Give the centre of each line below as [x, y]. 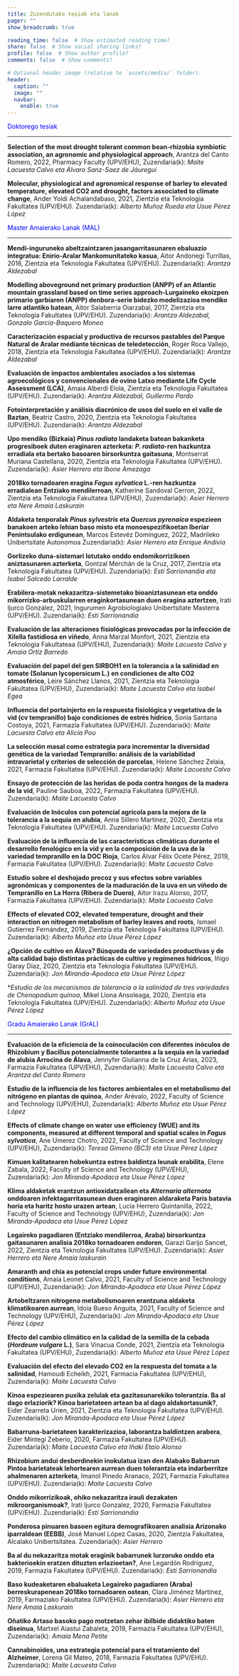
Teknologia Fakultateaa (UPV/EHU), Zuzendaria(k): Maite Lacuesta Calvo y [117, 645]
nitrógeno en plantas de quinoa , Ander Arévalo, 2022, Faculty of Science [116, 1096]
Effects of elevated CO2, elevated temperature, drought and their [106, 914]
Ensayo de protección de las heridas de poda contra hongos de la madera [118, 783]
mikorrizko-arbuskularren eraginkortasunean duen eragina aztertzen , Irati [119, 600]
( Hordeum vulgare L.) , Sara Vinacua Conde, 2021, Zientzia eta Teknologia [116, 1345]
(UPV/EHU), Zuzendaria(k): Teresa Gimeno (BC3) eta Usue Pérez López [112, 1148]
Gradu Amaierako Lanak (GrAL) [53, 1024]
